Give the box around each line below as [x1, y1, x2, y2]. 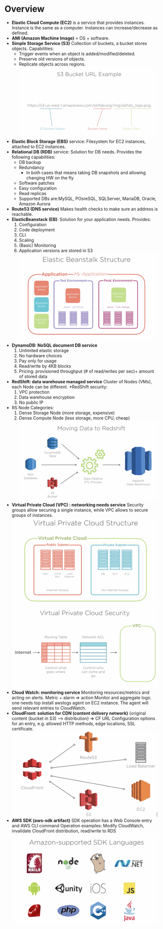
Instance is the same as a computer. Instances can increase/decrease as [11, 24, 158, 30]
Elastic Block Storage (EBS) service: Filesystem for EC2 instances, [11, 138, 146, 145]
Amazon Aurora [18, 201, 51, 207]
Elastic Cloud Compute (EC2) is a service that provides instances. [11, 20, 145, 25]
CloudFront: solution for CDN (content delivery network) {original [11, 710, 146, 716]
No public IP [18, 399, 44, 405]
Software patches [18, 180, 54, 186]
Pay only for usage [18, 358, 57, 364]
